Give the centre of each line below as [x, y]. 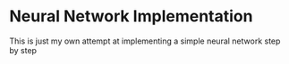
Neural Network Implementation [131, 16]
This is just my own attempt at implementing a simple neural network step [145, 41]
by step [23, 50]
